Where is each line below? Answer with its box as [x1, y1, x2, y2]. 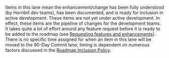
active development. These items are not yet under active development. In [5, 15, 160, 21]
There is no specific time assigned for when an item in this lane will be [5, 36, 152, 42]
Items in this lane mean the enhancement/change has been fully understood [5, 5, 164, 10]
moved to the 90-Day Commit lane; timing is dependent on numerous [5, 42, 150, 47]
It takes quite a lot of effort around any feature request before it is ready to [5, 26, 160, 32]
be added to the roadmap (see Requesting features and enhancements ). [5, 31, 156, 37]
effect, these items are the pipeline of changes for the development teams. [5, 20, 161, 26]
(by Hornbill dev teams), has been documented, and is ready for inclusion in [5, 10, 163, 16]
